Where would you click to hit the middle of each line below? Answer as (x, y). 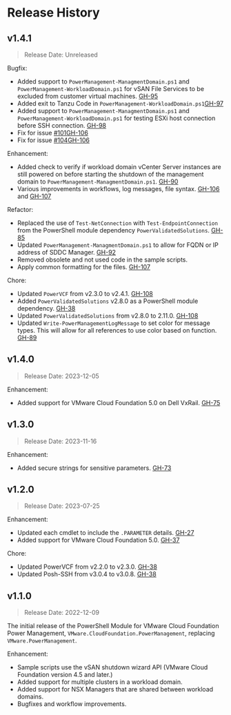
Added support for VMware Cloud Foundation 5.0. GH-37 (98, 540)
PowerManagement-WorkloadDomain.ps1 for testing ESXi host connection (116, 118)
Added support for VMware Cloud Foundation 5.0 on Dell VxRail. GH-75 (119, 402)
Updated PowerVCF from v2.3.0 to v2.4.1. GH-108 (85, 294)
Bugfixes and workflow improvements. (72, 704)
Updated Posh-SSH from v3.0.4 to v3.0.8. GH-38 (87, 574)
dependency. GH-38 (46, 308)
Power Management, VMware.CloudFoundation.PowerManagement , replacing (111, 634)
